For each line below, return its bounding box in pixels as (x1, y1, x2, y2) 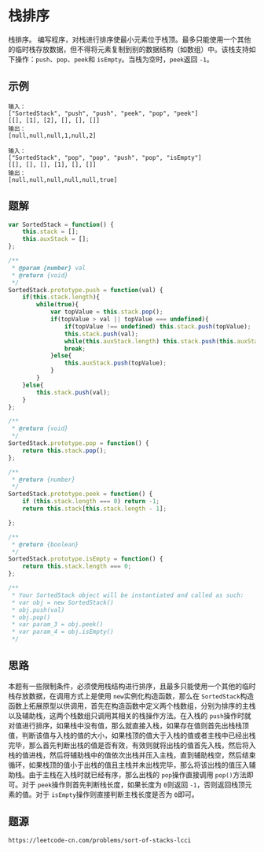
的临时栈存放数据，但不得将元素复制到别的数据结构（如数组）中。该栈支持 (8, 44, 249, 54)
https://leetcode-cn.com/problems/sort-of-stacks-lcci (8, 836, 192, 844)
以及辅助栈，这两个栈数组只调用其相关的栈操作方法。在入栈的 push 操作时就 (8, 710, 251, 720)
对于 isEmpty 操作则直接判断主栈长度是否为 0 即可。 (35, 789, 199, 799)
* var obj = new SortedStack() (11, 598, 114, 606)
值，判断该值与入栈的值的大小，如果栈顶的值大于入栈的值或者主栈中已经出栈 (8, 730, 256, 740)
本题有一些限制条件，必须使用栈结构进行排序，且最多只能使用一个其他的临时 (8, 681, 256, 691)
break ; (64, 344, 86, 353)
